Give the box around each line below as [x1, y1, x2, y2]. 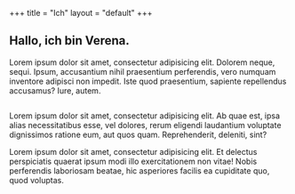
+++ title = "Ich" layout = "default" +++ [9, 8, 153, 18]
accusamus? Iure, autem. [9, 85, 101, 96]
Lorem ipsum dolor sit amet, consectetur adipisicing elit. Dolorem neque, [9, 57, 275, 68]
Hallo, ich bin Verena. [9, 33, 131, 48]
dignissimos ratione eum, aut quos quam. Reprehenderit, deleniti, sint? [9, 129, 267, 140]
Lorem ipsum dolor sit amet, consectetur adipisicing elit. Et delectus [9, 146, 258, 157]
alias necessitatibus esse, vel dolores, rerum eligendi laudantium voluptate [9, 119, 282, 130]
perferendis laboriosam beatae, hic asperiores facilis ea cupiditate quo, [9, 165, 270, 176]
